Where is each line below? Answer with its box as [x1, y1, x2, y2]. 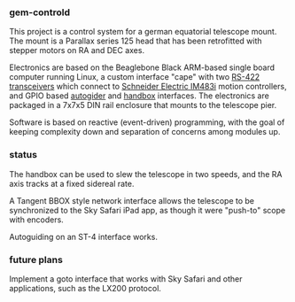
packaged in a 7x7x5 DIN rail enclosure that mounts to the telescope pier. [9, 100, 277, 111]
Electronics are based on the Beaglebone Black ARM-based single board [9, 62, 276, 73]
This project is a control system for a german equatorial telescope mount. [9, 27, 277, 37]
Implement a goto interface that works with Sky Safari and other [9, 273, 243, 284]
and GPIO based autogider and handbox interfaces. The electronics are [9, 90, 270, 101]
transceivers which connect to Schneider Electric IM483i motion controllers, [9, 81, 287, 92]
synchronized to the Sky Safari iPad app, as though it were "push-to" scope [9, 205, 286, 215]
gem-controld [9, 6, 71, 19]
